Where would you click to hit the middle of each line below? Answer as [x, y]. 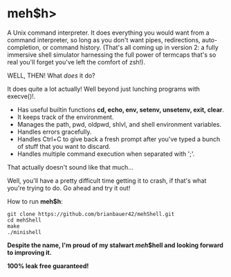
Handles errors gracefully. [54, 132]
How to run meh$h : [35, 201]
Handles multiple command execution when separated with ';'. [106, 154]
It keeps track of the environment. [65, 117]
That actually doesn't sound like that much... [70, 167]
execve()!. [21, 96]
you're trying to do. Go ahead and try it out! [69, 188]
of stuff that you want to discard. [64, 146]
